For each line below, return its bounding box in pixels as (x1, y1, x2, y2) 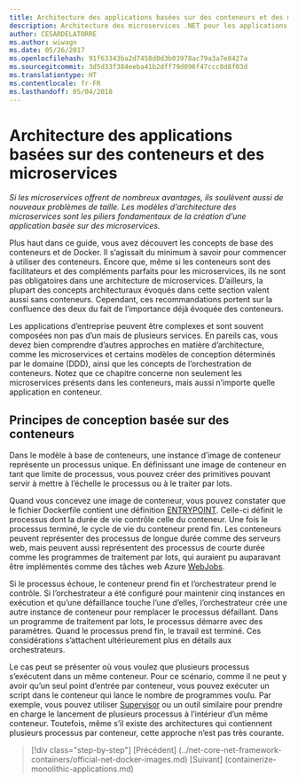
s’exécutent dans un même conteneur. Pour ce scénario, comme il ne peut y (9, 671, 287, 682)
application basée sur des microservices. (9, 221, 161, 231)
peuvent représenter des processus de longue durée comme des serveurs (9, 533, 281, 544)
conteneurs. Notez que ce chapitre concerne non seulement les (9, 368, 242, 379)
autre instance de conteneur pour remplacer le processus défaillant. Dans (9, 607, 278, 617)
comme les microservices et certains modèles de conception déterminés (9, 349, 276, 360)
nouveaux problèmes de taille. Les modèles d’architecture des (9, 201, 237, 213)
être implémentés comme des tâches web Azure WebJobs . (9, 561, 225, 572)
